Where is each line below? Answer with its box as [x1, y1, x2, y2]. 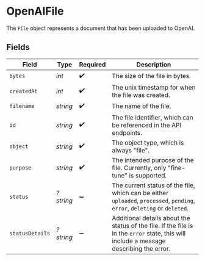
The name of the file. [112, 102, 171, 110]
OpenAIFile [6, 4, 64, 18]
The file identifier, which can [112, 113, 193, 121]
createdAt [9, 87, 38, 95]
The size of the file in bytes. [112, 72, 191, 80]
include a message [112, 237, 166, 245]
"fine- [167, 163, 186, 172]
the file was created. [112, 90, 170, 99]
